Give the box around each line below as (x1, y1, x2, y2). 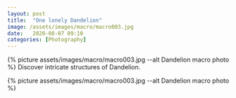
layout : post (7, 10, 46, 17)
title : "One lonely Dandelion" (7, 17, 102, 24)
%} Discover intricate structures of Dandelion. (7, 63, 141, 71)
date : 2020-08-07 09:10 (7, 29, 83, 37)
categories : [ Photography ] (7, 36, 87, 43)
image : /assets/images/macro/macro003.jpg (7, 23, 134, 30)
